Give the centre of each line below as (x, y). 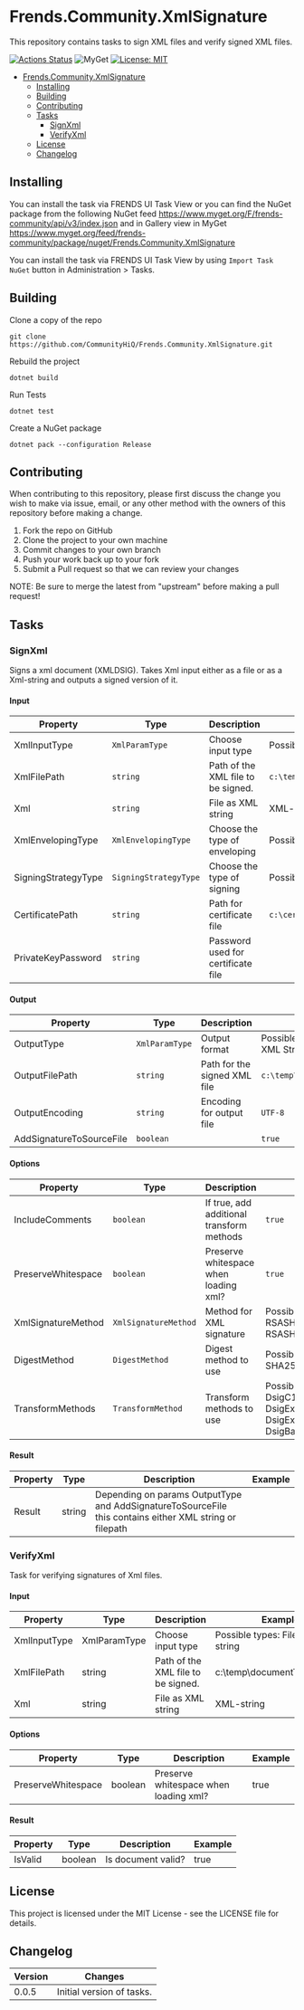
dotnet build (34, 377)
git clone (28, 337)
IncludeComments (53, 1219)
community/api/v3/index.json (64, 223)
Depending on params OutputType (168, 1494)
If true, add (228, 1203)
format (215, 1050)
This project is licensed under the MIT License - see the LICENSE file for (144, 1913)
